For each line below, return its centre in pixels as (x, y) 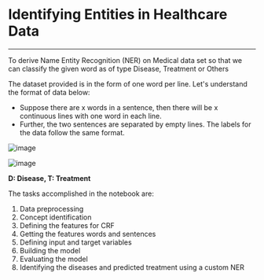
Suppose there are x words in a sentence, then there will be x (119, 107)
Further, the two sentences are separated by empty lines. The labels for (135, 124)
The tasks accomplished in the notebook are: (81, 193)
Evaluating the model (53, 259)
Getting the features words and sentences (88, 234)
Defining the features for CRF (67, 225)
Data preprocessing (51, 208)
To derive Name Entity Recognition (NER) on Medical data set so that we (125, 60)
